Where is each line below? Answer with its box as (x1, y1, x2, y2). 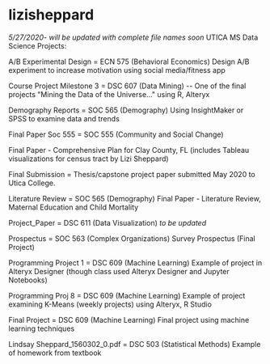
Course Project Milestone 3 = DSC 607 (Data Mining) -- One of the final (8, 81, 247, 91)
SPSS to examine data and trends (8, 113, 120, 123)
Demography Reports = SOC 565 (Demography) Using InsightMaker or (8, 105, 244, 115)
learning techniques (8, 324, 75, 333)
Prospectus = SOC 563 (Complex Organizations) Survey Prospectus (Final (8, 233, 256, 243)
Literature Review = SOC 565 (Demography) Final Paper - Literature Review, (8, 193, 261, 203)
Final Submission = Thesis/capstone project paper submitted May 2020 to (8, 169, 256, 179)
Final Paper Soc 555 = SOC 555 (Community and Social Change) (8, 129, 224, 139)
